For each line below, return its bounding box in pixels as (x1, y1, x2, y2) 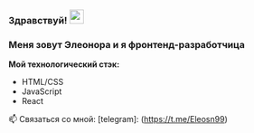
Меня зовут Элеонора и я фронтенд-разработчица (8, 38, 245, 51)
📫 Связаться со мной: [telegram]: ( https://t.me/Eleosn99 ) (8, 114, 228, 125)
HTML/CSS (21, 77, 64, 88)
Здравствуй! (8, 14, 68, 26)
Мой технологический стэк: (8, 59, 120, 70)
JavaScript (21, 86, 62, 97)
